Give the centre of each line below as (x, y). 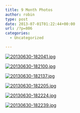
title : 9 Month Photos (29, 10)
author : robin (20, 15)
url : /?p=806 (19, 29)
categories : (18, 33)
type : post (17, 19)
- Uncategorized (27, 38)
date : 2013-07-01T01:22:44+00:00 (40, 24)
